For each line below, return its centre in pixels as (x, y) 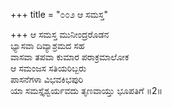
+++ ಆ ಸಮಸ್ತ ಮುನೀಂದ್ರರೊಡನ (60, 34)
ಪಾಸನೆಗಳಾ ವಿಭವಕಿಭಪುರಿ (47, 79)
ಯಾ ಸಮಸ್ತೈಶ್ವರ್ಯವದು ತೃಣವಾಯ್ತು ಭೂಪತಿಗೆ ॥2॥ (86, 90)
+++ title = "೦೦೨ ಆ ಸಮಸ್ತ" (59, 14)
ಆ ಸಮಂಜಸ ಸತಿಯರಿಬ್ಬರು (48, 68)
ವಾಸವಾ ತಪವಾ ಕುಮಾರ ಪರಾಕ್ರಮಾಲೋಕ (70, 57)
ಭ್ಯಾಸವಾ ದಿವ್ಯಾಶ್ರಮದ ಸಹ (47, 45)
